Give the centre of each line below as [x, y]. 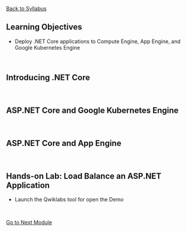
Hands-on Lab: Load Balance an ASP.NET [84, 176]
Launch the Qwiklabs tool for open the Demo [69, 200]
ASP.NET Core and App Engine [64, 143]
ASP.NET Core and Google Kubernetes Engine [92, 111]
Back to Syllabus [27, 9]
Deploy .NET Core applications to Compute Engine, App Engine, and [98, 41]
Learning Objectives [44, 27]
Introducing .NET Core [48, 78]
